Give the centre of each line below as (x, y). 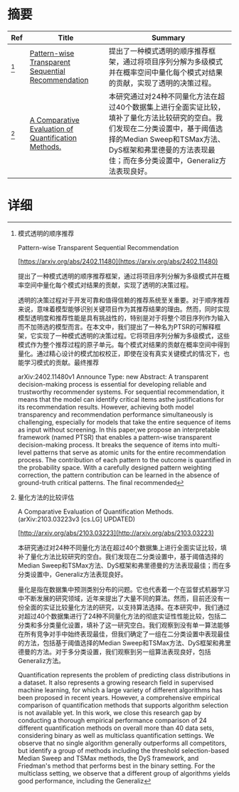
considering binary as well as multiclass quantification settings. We (116, 735)
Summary (169, 38)
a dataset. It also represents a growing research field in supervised (116, 682)
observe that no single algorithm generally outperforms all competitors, (122, 743)
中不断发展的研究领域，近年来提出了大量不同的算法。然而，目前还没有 (121, 598)
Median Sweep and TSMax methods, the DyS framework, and (108, 758)
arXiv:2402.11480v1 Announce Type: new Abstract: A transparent (113, 376)
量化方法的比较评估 (46, 497)
